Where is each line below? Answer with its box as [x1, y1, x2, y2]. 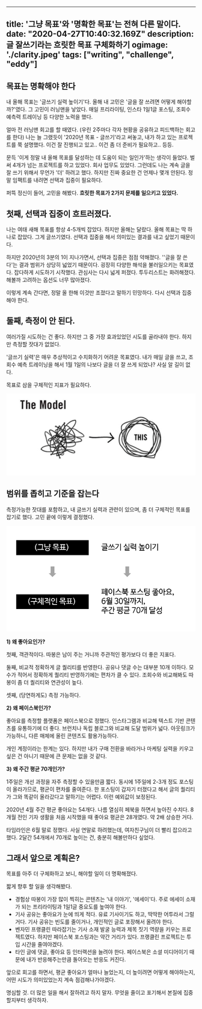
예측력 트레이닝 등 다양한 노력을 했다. [6, 113, 93, 120]
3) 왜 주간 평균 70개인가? [6, 765, 65, 772]
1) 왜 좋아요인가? [6, 638, 46, 645]
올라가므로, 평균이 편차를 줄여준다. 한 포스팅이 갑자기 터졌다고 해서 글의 [12, 786, 179, 793]
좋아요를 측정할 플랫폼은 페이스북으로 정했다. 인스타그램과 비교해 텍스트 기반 [6, 717, 185, 724]
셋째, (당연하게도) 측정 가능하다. [6, 691, 81, 699]
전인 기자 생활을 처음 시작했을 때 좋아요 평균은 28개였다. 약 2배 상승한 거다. [17, 813, 194, 820]
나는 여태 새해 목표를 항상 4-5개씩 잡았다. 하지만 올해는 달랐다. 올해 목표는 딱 [6, 226, 186, 233]
